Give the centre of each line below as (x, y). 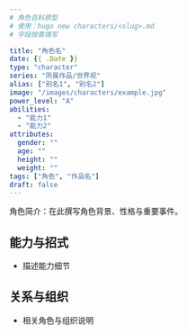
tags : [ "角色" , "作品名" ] (54, 176)
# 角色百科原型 (34, 18)
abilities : (30, 109)
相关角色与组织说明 (58, 320)
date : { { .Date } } (44, 59)
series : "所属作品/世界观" (55, 76)
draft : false (34, 185)
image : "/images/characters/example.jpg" (88, 92)
